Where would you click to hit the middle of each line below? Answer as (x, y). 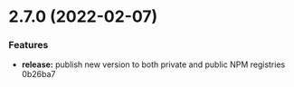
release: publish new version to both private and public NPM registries (153, 64)
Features (28, 45)
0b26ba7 (38, 74)
